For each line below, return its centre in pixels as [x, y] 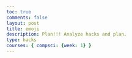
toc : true [19, 12]
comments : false [27, 18]
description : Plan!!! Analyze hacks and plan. [67, 34]
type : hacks [21, 40]
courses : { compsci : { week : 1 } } [49, 46]
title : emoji [23, 29]
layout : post [23, 23]
